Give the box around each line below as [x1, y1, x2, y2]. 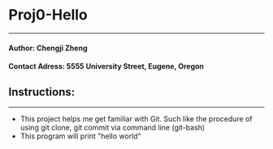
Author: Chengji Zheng [8, 43, 88, 53]
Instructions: [8, 85, 76, 99]
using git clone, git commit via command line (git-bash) [19, 122, 206, 132]
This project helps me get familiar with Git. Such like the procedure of [19, 113, 253, 123]
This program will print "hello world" [19, 131, 142, 141]
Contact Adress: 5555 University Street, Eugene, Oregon [8, 62, 205, 71]
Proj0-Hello [8, 6, 88, 24]
